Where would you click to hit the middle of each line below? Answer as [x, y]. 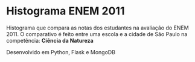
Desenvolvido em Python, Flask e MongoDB [61, 52]
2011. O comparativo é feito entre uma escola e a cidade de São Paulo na [97, 34]
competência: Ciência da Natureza [50, 40]
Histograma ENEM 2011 [66, 11]
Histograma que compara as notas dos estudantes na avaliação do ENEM [97, 28]
